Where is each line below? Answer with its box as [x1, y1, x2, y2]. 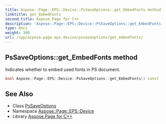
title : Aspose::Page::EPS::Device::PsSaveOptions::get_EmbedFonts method [5, 7, 162, 12]
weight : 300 [5, 30, 30, 35]
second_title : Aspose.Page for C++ [5, 16, 79, 21]
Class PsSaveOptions [12, 103, 57, 109]
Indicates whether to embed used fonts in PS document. [5, 66, 121, 72]
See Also [5, 90, 33, 98]
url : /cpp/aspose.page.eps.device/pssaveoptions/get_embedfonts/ [5, 35, 143, 40]
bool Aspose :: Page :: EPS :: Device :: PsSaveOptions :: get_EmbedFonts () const [5, 76, 159, 81]
